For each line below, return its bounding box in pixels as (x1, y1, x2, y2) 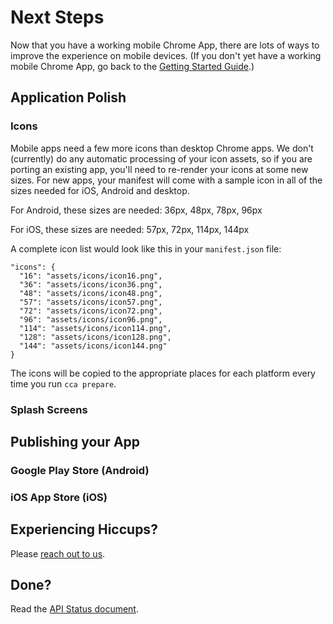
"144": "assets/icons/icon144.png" (19, 341, 168, 351)
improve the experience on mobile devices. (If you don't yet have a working (10, 49, 322, 61)
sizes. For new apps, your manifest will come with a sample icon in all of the (10, 174, 323, 186)
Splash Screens (10, 402, 88, 416)
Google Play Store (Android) (10, 463, 150, 477)
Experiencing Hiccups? (10, 521, 158, 538)
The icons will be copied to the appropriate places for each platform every (10, 367, 316, 379)
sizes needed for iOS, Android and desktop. (10, 184, 190, 196)
